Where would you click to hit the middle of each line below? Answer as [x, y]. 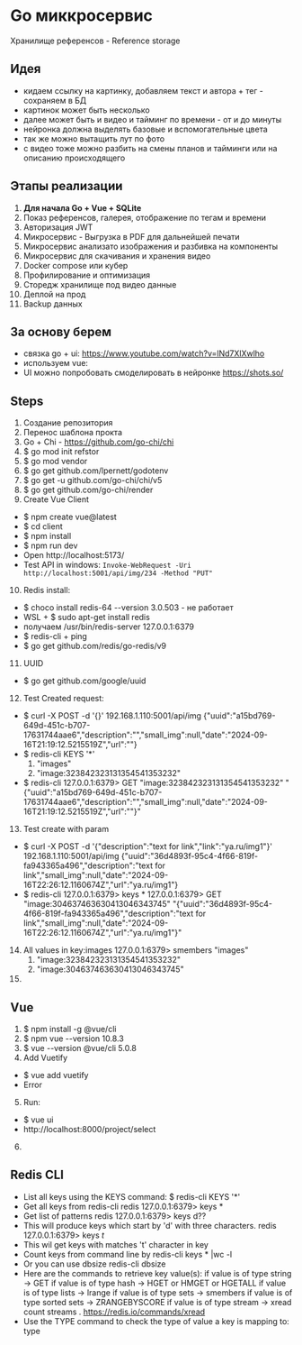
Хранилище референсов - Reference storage [95, 41]
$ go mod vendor [55, 462]
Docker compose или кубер [75, 265]
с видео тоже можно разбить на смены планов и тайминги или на [150, 148]
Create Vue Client [56, 499]
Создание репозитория [68, 423]
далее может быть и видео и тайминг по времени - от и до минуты [152, 119]
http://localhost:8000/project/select [89, 1129]
